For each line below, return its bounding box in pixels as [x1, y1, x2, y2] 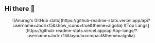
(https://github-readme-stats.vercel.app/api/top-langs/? [25, 27, 137, 33]
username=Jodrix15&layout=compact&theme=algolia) [27, 32, 136, 38]
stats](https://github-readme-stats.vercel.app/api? [49, 17, 150, 23]
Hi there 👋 [4, 5, 35, 13]
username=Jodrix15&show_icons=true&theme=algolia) [13, 22, 123, 28]
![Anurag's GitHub [12, 17, 49, 23]
